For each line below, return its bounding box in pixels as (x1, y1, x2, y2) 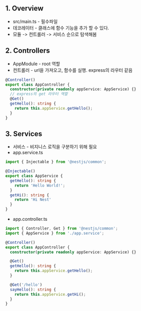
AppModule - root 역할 (12, 60, 61, 67)
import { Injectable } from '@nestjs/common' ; (5, 159, 107, 164)
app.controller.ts (12, 216, 48, 222)
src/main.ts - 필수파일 (12, 18, 58, 25)
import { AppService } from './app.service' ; (5, 231, 104, 236)
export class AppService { (5, 174, 63, 179)
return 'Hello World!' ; (14, 183, 66, 188)
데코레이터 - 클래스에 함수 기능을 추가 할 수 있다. (12, 25, 109, 31)
